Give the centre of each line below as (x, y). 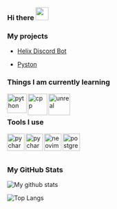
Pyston (27, 65)
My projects (28, 36)
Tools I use (25, 122)
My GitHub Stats (35, 170)
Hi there (21, 17)
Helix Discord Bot (42, 51)
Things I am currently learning (58, 82)
